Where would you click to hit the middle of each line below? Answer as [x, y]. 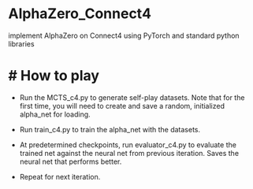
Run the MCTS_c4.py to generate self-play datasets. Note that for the [132, 97]
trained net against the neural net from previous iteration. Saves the [129, 153]
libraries [21, 43]
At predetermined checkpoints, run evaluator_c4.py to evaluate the [128, 145]
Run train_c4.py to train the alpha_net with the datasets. [110, 129]
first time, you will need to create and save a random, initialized [122, 106]
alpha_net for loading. [55, 114]
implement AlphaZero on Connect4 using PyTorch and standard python [124, 35]
